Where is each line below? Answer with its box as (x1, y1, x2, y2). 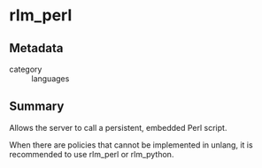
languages (31, 73, 70, 84)
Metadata (9, 41, 64, 56)
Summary (9, 99, 65, 114)
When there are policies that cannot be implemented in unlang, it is (9, 139, 254, 150)
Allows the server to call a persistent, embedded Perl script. (9, 122, 227, 133)
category (9, 64, 42, 74)
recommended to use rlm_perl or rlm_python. (9, 149, 174, 159)
